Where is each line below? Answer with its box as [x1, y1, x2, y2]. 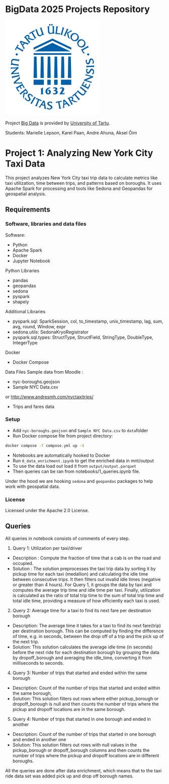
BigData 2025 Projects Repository [5, 4, 150, 15]
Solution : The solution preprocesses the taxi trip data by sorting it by [12, 565, 156, 572]
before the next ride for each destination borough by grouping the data [12, 649, 159, 655]
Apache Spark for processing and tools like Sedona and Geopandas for [5, 185, 153, 191]
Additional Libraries [5, 308, 46, 314]
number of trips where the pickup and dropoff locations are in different [12, 752, 159, 758]
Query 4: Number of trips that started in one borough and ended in [12, 716, 151, 722]
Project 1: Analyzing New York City [5, 148, 153, 159]
